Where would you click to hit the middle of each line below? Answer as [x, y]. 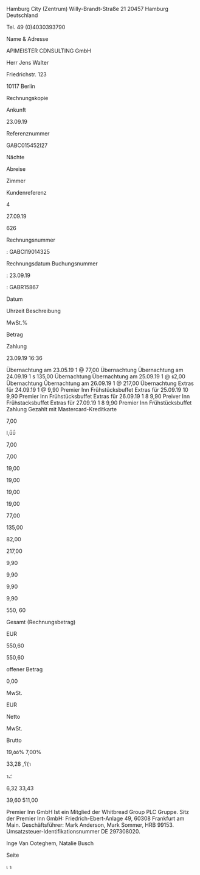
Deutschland [22, 15]
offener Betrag [25, 669]
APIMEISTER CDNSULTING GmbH [49, 51]
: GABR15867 [23, 287]
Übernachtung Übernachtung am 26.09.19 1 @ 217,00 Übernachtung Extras [100, 383]
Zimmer [16, 181]
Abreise [16, 169]
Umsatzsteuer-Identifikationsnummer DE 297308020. [74, 831]
